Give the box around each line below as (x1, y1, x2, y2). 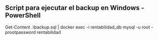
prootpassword (5, 29, 36, 35)
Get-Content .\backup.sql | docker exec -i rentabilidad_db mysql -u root (5, 24, 150, 30)
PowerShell (5, 12, 41, 20)
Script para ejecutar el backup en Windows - (5, 4, 145, 12)
